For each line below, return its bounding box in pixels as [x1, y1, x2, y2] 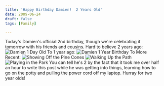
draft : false [5, 16, 32, 21]
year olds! [5, 75, 26, 81]
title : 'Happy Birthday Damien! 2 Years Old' [5, 7, 103, 12]
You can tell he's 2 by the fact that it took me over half [49, 59, 159, 65]
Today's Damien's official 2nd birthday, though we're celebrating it [5, 39, 141, 45]
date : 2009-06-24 [5, 12, 41, 17]
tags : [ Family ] [5, 21, 37, 26]
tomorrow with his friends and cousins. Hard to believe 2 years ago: [5, 44, 143, 50]
